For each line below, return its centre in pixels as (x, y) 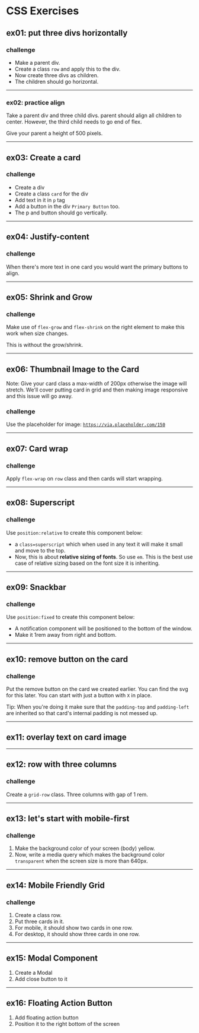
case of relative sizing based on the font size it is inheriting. (87, 563)
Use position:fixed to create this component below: (70, 617)
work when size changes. (37, 333)
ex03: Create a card (44, 158)
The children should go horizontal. (57, 81)
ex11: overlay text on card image (67, 737)
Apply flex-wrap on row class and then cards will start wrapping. (84, 479)
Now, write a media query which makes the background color (89, 855)
